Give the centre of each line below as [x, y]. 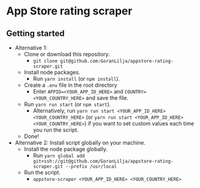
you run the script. [56, 130]
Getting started [36, 33]
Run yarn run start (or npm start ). [67, 104]
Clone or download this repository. [67, 54]
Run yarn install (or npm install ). [77, 79]
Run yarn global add [59, 155]
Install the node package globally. [66, 149]
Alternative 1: [31, 48]
